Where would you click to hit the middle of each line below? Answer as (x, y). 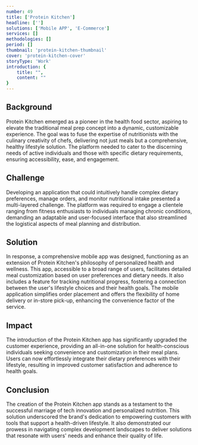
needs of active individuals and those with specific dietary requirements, (95, 153)
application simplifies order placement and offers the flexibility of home (93, 294)
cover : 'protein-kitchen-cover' (46, 56)
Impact (19, 326)
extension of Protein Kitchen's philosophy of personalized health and (90, 263)
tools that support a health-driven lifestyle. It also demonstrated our (89, 423)
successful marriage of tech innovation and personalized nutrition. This (93, 411)
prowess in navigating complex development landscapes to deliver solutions (99, 430)
